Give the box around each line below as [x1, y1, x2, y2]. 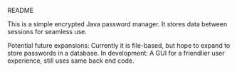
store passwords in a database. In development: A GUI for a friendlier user [7, 49, 226, 57]
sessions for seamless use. [7, 28, 88, 36]
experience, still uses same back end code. [7, 56, 135, 65]
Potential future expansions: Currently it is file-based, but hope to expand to [7, 41, 231, 49]
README [7, 6, 34, 14]
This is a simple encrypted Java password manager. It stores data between [7, 20, 228, 28]
